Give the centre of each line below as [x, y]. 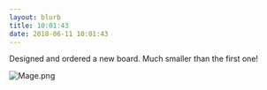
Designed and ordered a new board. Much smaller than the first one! [134, 59]
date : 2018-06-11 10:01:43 [59, 34]
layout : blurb [35, 17]
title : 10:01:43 [39, 26]
